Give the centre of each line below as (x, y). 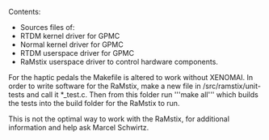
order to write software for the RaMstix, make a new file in (105, 86)
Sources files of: (47, 27)
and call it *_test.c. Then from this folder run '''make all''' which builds (142, 95)
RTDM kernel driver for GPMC (70, 36)
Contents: (25, 12)
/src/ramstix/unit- (232, 86)
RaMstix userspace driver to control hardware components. (119, 62)
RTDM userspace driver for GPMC (77, 53)
